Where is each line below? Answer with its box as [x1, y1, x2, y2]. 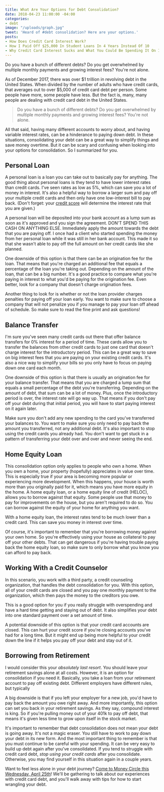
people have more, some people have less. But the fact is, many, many [5, 91, 147, 98]
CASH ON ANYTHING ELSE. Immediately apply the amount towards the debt [5, 226, 159, 231]
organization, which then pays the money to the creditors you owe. [5, 592, 140, 598]
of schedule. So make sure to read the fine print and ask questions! [5, 307, 140, 313]
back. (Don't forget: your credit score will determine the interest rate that [5, 200, 151, 206]
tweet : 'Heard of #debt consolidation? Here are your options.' [5, 30, 139, 35]
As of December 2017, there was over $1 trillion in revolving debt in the [5, 76, 147, 82]
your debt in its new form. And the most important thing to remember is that [5, 735, 157, 741]
